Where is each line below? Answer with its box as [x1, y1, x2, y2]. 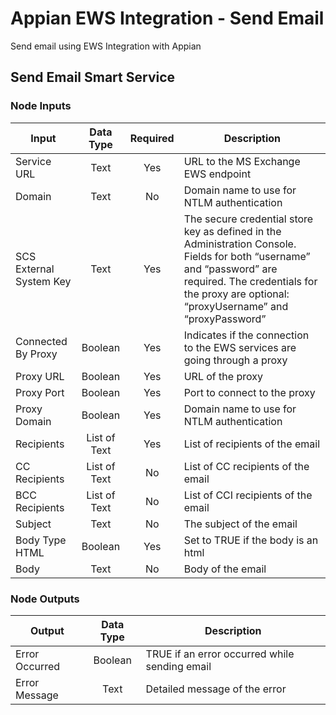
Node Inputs [10, 99, 72, 113]
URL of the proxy [183, 369, 263, 383]
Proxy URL [15, 369, 65, 383]
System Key [15, 274, 72, 288]
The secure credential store [183, 212, 314, 226]
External [15, 262, 55, 276]
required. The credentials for [183, 274, 318, 288]
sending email [145, 659, 212, 673]
